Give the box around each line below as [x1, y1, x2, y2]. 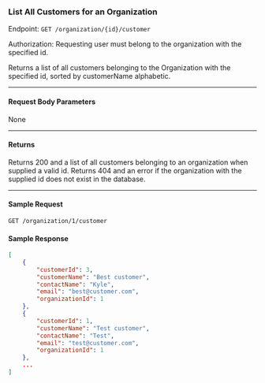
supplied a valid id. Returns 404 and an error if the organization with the [8, 165, 242, 175]
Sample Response [8, 233, 69, 243]
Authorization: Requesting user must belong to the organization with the [8, 39, 242, 49]
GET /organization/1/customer [8, 217, 108, 225]
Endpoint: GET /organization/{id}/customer [8, 24, 151, 34]
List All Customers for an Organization [8, 6, 158, 17]
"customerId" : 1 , [36, 317, 93, 325]
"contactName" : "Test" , [36, 332, 114, 340]
